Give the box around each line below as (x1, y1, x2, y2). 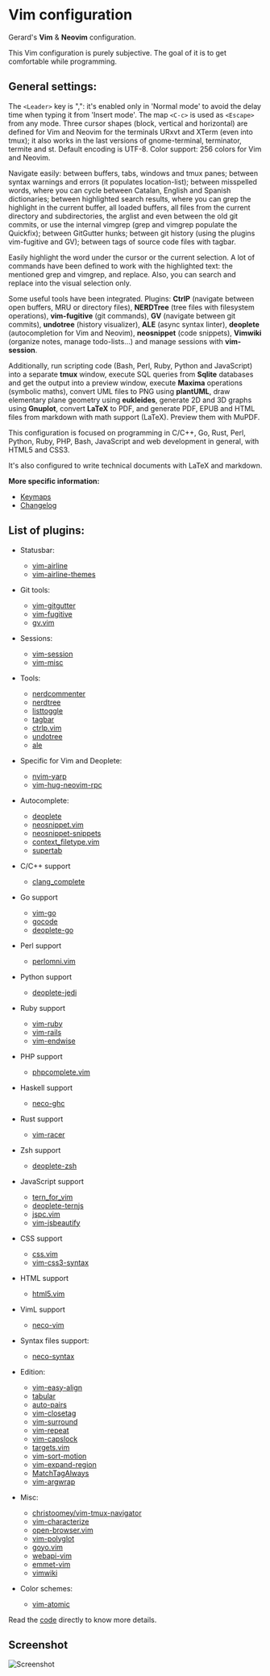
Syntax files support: (19, 1336, 89, 1345)
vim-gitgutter (31, 601, 77, 610)
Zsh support (19, 1145, 61, 1154)
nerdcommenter (31, 688, 86, 698)
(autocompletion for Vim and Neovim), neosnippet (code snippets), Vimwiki (8, 328, 262, 338)
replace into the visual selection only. (8, 278, 131, 288)
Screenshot (8, 1638, 69, 1652)
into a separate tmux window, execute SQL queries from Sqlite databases (8, 369, 254, 379)
